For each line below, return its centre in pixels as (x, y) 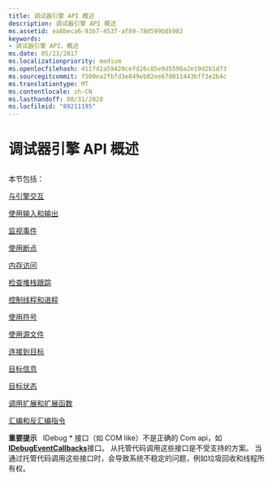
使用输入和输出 (33, 213)
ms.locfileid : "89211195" (52, 106)
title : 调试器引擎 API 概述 (52, 16)
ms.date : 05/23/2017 (43, 54)
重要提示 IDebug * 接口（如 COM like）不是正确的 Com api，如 (115, 438)
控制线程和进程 (33, 299)
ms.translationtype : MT (49, 84)
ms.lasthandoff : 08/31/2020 (56, 99)
